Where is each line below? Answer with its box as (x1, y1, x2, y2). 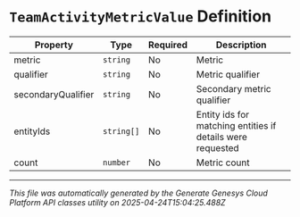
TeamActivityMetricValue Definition (9, 6, 272, 27)
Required (148, 38, 188, 51)
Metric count (196, 156, 250, 169)
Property (34, 38, 74, 51)
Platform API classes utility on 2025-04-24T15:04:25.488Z (9, 196, 226, 207)
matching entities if (196, 119, 277, 131)
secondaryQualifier (13, 88, 95, 100)
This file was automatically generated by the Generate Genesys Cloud (9, 188, 268, 198)
